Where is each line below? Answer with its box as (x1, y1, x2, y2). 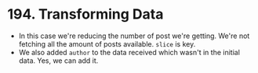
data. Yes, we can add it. (18, 56, 99, 65)
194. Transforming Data (7, 5, 164, 23)
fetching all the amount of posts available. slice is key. (18, 39, 196, 48)
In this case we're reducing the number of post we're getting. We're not (18, 31, 250, 40)
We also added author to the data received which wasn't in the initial (18, 47, 241, 57)
